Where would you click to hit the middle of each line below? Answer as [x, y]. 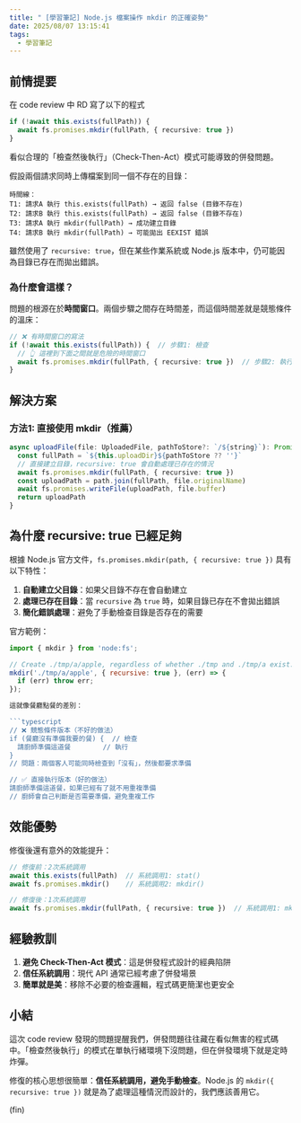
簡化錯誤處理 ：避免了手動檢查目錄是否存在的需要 [112, 612]
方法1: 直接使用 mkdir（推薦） [74, 428]
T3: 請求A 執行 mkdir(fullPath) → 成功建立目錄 [93, 223]
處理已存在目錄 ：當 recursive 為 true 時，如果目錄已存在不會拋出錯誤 [151, 601]
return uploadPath [52, 498]
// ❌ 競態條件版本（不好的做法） [64, 730]
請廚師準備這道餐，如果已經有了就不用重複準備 [83, 788]
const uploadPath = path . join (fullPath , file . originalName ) [132, 481]
